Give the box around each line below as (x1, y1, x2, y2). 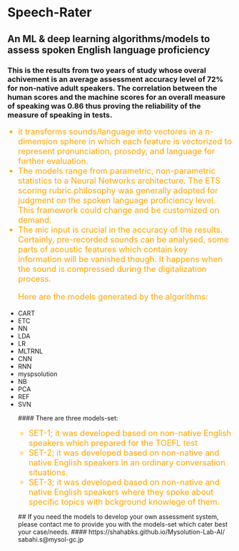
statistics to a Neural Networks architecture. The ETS (17, 175, 221, 186)
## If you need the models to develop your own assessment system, (17, 512, 219, 521)
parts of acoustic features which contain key (17, 243, 188, 254)
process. (17, 273, 51, 284)
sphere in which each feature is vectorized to (59, 136, 233, 146)
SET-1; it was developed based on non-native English (28, 428, 232, 439)
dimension (17, 136, 59, 146)
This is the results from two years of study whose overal (7, 65, 207, 75)
